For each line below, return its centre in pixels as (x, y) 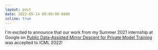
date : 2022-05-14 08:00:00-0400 (37, 14)
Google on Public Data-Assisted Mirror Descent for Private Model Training (79, 37)
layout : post (18, 9)
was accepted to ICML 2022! (34, 43)
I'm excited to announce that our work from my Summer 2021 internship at (79, 33)
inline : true (18, 18)
